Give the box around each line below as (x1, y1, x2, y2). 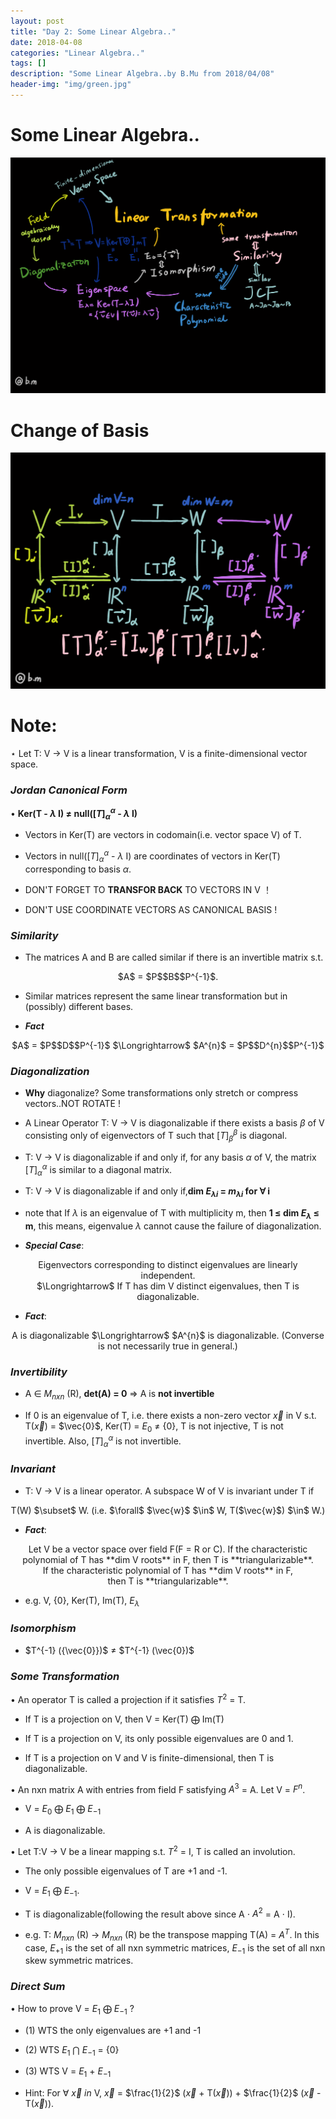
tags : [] (10, 58, 47, 69)
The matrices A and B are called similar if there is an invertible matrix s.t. (24, 951, 324, 964)
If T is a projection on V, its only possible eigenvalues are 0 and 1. (24, 1732, 294, 1744)
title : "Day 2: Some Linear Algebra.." (10, 26, 177, 37)
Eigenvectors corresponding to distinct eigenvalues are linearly (38, 1258, 298, 1270)
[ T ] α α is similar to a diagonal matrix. (24, 1161, 173, 1178)
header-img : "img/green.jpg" (10, 80, 132, 90)
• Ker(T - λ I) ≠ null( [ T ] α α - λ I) (10, 805, 138, 822)
